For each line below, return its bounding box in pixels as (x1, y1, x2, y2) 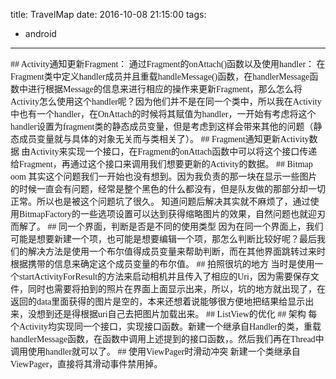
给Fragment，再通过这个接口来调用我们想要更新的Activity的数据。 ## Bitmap (10, 159, 313, 169)
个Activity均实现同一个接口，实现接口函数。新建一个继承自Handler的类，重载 (10, 322, 322, 332)
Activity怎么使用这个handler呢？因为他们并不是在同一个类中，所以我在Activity (10, 97, 322, 107)
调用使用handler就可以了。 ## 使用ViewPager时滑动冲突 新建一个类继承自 (10, 347, 301, 357)
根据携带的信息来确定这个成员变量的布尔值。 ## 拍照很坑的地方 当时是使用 (10, 259, 315, 269)
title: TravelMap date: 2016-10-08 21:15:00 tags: (10, 9, 207, 20)
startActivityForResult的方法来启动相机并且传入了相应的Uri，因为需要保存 (18, 272, 311, 282)
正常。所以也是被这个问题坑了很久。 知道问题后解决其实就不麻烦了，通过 (10, 197, 311, 207)
